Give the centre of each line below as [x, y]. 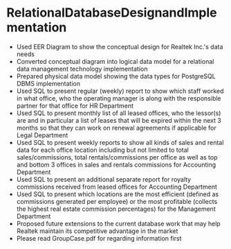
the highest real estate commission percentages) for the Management [116, 209]
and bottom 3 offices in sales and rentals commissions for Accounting [116, 164]
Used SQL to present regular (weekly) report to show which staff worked [120, 91]
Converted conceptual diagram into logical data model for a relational [115, 61]
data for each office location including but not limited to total [103, 150]
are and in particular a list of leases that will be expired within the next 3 [119, 120]
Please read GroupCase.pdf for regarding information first [99, 238]
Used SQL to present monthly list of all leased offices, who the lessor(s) [119, 113]
